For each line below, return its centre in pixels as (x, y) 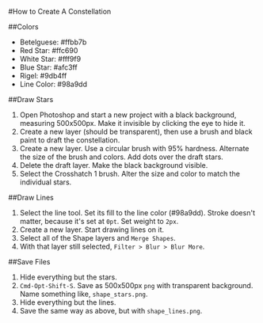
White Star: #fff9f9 (50, 59)
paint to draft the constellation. (70, 140)
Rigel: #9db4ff (43, 76)
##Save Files (29, 262)
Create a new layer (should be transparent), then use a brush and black (136, 131)
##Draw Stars (31, 99)
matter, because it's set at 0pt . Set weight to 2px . (99, 221)
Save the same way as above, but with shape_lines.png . (111, 311)
